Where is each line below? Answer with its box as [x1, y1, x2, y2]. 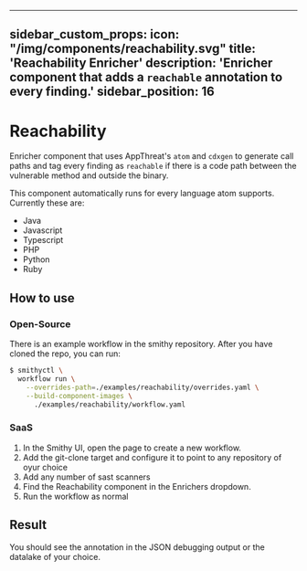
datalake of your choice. [9, 551, 101, 562]
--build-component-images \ [26, 391, 132, 400]
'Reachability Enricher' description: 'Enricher [9, 56, 273, 71]
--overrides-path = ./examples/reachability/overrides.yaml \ [26, 383, 259, 392]
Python [22, 254, 50, 265]
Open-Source [9, 317, 71, 330]
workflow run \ [17, 374, 76, 384]
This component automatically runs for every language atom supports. [9, 188, 275, 199]
